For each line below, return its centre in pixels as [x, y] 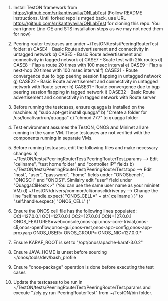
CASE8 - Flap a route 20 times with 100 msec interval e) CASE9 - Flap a [88, 65]
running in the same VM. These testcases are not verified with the [81, 133]
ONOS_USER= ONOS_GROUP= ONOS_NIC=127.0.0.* [87, 233]
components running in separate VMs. [53, 138]
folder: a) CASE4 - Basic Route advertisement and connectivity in [81, 49]
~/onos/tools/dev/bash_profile [44, 257]
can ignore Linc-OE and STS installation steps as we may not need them [88, 29]
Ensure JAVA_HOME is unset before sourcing [60, 252]
